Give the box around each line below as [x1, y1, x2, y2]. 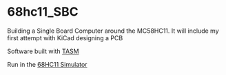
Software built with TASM [7, 47, 79, 55]
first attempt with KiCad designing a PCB [7, 33, 123, 42]
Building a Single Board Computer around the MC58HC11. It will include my [7, 27, 219, 35]
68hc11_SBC [7, 4, 79, 20]
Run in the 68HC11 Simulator [7, 60, 88, 68]
